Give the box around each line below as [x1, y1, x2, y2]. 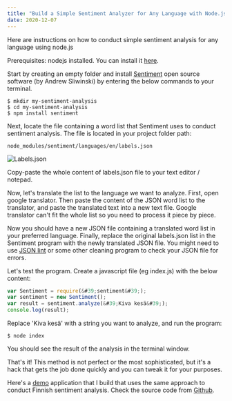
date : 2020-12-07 [7, 17, 57, 23]
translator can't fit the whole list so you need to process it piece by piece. [7, 211, 216, 219]
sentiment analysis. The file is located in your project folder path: [7, 129, 192, 137]
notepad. [7, 175, 33, 184]
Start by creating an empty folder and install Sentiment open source [7, 70, 200, 78]
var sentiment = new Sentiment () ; [7, 294, 107, 301]
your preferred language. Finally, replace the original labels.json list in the [7, 231, 216, 239]
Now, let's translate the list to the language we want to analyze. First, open [7, 188, 219, 197]
